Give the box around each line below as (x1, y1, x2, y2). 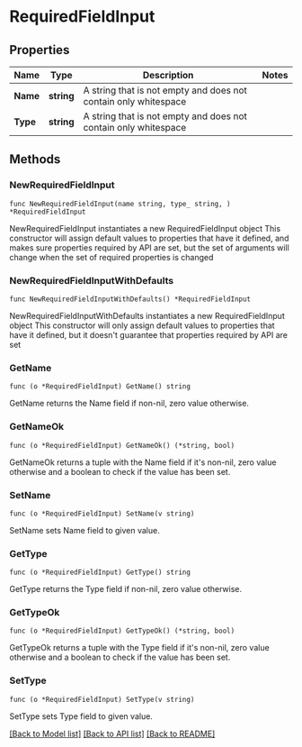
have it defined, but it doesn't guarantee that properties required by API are (9, 329, 288, 340)
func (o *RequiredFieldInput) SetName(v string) (9, 509, 195, 518)
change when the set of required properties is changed (9, 251, 214, 262)
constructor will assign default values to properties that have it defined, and (9, 232, 289, 243)
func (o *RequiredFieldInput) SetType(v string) (9, 695, 195, 704)
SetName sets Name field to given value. (9, 524, 160, 535)
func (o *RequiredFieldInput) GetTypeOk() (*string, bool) (9, 626, 235, 636)
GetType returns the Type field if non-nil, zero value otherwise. (9, 584, 243, 595)
